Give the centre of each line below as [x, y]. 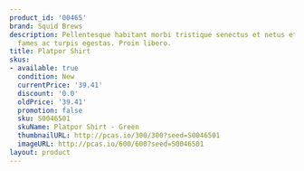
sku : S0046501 [44, 119]
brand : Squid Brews [46, 26]
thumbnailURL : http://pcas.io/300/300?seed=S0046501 [119, 136]
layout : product [40, 152]
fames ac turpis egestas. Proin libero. [95, 43]
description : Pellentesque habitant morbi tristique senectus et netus [147, 34]
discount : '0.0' [48, 93]
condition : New [46, 77]
